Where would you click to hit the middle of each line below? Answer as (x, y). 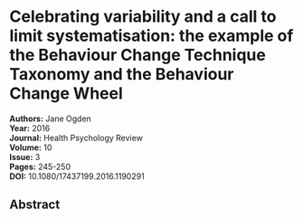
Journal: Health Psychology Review (76, 137)
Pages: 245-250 (40, 166)
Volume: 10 (31, 147)
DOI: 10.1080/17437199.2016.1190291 (77, 176)
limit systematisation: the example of (151, 36)
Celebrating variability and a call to (143, 17)
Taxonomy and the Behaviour (122, 75)
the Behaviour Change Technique (138, 55)
